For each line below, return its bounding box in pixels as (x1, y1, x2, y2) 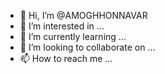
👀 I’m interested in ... (19, 20, 105, 32)
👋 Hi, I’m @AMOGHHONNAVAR (19, 10, 148, 21)
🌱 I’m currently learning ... (19, 31, 127, 42)
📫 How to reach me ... (19, 53, 113, 64)
